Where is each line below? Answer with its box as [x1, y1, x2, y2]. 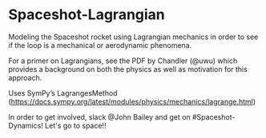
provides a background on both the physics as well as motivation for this [8, 64, 248, 73]
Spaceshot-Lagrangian [8, 6, 166, 24]
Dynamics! [8, 120, 44, 130]
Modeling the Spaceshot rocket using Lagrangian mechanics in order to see [8, 32, 259, 41]
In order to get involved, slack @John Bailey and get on [8, 112, 191, 121]
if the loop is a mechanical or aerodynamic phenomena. [8, 40, 192, 49]
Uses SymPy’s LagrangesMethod [8, 88, 118, 97]
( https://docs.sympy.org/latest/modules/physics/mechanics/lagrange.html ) [8, 97, 256, 106]
